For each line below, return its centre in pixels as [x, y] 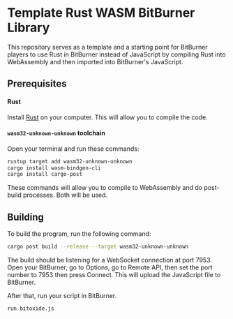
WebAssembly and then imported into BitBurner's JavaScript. [95, 61]
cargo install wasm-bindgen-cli [54, 168]
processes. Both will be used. [66, 195]
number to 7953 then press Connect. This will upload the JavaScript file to [114, 275]
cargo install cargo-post [45, 175]
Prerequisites [37, 84]
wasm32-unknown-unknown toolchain [57, 133]
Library [29, 28]
